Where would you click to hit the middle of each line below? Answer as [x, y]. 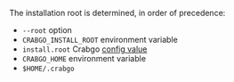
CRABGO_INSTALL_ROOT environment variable [100, 40]
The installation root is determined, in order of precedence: [117, 13]
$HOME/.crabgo [48, 69]
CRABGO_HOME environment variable [84, 58]
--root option [47, 30]
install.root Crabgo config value [85, 49]
